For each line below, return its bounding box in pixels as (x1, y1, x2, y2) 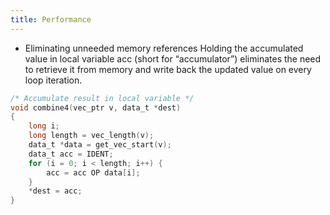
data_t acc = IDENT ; (28, 149, 114, 159)
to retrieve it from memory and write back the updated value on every (24, 63, 312, 75)
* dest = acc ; (28, 186, 83, 196)
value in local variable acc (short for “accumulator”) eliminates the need (24, 52, 322, 65)
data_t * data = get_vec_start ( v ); (28, 140, 172, 150)
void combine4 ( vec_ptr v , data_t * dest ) (10, 102, 182, 113)
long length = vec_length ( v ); (28, 131, 155, 141)
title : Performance (10, 14, 92, 25)
